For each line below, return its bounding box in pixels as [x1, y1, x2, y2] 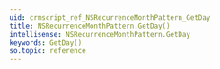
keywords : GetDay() [9, 38, 83, 47]
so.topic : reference [9, 47, 87, 56]
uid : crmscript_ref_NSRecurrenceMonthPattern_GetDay [9, 13, 211, 22]
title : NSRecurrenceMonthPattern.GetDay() [9, 22, 171, 30]
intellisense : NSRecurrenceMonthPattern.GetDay [9, 30, 191, 39]
